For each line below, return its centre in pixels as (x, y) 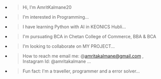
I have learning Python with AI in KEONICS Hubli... (74, 27)
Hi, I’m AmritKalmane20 (47, 7)
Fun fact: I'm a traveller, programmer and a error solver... (81, 71)
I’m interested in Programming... (56, 17)
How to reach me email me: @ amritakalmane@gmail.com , (83, 56)
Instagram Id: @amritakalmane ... (57, 61)
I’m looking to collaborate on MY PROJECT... (69, 46)
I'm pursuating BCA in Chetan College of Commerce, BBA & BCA (89, 36)
